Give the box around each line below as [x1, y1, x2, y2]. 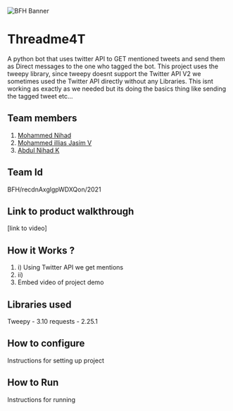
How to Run [7, 377, 59, 388]
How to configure [7, 338, 85, 350]
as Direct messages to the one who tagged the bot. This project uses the [7, 62, 219, 70]
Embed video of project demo [17, 278, 104, 286]
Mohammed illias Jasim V [17, 138, 92, 147]
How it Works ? [7, 244, 75, 256]
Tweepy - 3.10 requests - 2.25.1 [7, 317, 99, 325]
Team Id [7, 166, 44, 179]
